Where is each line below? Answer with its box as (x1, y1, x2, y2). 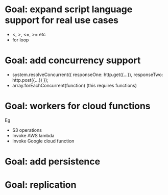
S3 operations (12, 127, 42, 133)
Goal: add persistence (5, 156, 101, 167)
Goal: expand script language (5, 4, 133, 15)
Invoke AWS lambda (12, 132, 55, 138)
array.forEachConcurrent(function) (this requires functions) (12, 82, 137, 88)
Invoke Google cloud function (12, 138, 75, 144)
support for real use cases (5, 14, 118, 26)
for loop (12, 37, 29, 43)
